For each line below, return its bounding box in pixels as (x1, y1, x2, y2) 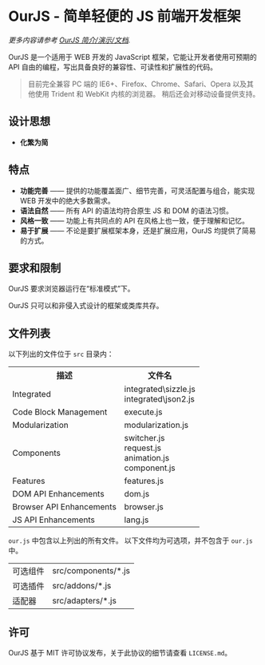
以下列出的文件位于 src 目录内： (8, 349, 114, 359)
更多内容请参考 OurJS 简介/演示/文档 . (8, 35, 131, 45)
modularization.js (124, 420, 189, 431)
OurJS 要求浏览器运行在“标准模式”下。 (8, 284, 135, 294)
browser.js (124, 501, 164, 513)
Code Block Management (12, 406, 108, 418)
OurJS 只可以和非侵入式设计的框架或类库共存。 (8, 301, 164, 311)
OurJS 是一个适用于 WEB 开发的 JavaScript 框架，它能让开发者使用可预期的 (8, 52, 257, 61)
